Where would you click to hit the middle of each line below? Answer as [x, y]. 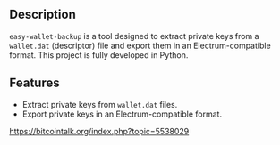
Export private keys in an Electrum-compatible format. [122, 114]
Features [34, 83]
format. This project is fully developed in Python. [99, 55]
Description [42, 15]
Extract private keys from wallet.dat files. [100, 104]
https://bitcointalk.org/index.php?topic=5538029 [99, 131]
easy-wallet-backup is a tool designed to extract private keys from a [134, 36]
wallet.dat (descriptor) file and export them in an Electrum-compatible [140, 45]
